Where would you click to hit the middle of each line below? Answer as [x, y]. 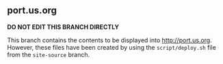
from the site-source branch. [49, 54]
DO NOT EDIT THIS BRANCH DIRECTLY [63, 27]
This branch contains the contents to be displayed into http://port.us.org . [109, 40]
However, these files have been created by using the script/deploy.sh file [112, 47]
